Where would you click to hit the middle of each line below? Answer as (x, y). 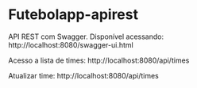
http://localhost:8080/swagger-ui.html (71, 44)
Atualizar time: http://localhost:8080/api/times (83, 75)
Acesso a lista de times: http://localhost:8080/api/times (99, 60)
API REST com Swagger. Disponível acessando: (86, 36)
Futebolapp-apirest (73, 15)
